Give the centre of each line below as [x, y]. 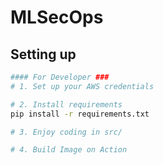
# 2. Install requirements [66, 104]
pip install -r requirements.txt [80, 114]
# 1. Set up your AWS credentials [82, 86]
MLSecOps [57, 17]
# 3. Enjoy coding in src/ [66, 132]
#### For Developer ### [60, 77]
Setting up [43, 54]
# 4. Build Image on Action [69, 150]
